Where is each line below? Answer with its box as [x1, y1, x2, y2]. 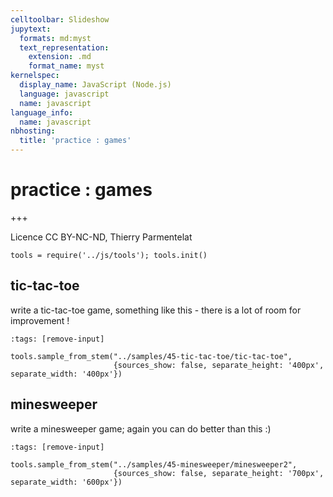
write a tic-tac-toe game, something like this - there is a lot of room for [10, 304, 302, 316]
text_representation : [19, 42, 110, 53]
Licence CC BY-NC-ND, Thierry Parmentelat [10, 231, 193, 243]
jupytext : [10, 24, 52, 34]
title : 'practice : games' [19, 136, 132, 146]
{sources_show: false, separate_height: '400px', [113, 360, 325, 370]
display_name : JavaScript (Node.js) [19, 80, 172, 90]
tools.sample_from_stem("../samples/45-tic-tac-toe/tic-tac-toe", [10, 351, 293, 361]
